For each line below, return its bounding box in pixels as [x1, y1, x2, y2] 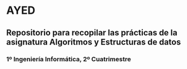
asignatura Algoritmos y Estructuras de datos [6, 37, 181, 47]
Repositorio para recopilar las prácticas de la [6, 28, 178, 38]
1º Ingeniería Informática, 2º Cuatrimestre [6, 55, 132, 63]
